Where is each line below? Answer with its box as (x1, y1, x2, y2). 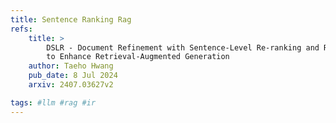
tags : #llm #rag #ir (10, 97, 97, 108)
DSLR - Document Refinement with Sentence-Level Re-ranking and (46, 42, 320, 53)
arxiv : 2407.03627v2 (28, 80, 114, 90)
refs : (10, 24, 33, 34)
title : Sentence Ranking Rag (10, 14, 132, 25)
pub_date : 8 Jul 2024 (28, 71, 118, 81)
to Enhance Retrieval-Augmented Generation (46, 52, 230, 62)
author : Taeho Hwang (28, 61, 114, 71)
